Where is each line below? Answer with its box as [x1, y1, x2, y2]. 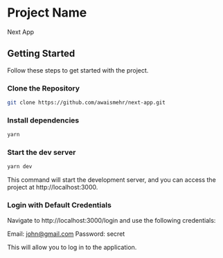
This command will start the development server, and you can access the [7, 176, 216, 184]
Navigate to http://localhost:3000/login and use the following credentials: [7, 216, 216, 224]
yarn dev [7, 163, 33, 170]
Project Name [7, 5, 87, 21]
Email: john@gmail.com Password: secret [7, 230, 125, 238]
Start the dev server [7, 147, 76, 157]
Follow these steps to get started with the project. [7, 66, 149, 74]
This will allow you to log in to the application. [7, 243, 137, 251]
